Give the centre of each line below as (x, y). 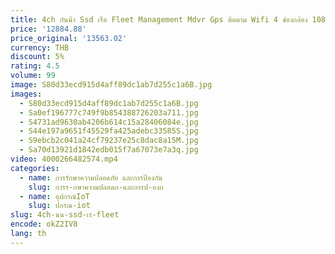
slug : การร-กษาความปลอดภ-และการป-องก (96, 187)
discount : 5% (37, 57)
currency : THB (40, 47)
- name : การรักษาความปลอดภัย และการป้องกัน (91, 177)
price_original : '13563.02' (69, 38)
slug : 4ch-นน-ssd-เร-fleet (65, 215)
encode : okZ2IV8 (44, 224)
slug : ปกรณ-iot (59, 206)
